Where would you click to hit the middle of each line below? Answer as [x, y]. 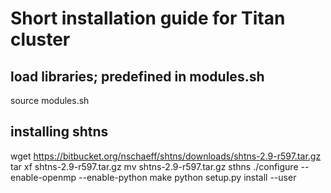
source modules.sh [50, 100]
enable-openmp [43, 177]
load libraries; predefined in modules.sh [137, 76]
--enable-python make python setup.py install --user [187, 177]
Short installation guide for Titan [148, 18]
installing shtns [59, 132]
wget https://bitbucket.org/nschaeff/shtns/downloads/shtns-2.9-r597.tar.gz [166, 156]
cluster [40, 39]
